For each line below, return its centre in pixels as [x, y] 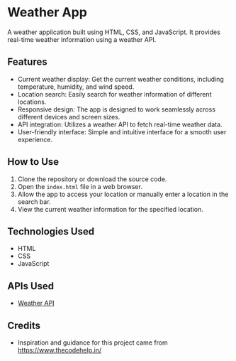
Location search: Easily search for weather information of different [114, 94]
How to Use [33, 162]
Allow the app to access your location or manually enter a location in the [123, 194]
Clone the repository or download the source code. [92, 179]
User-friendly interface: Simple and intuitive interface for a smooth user [122, 131]
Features [27, 62]
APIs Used [31, 286]
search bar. [34, 201]
